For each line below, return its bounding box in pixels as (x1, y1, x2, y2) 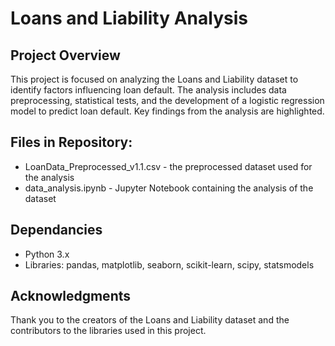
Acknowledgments (10, 288, 132, 305)
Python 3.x (24, 248, 70, 260)
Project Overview (10, 47, 121, 64)
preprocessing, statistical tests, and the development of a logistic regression (10, 95, 325, 106)
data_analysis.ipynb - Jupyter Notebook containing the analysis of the (24, 182, 314, 194)
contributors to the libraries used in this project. (10, 325, 207, 337)
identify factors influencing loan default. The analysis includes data (10, 84, 287, 96)
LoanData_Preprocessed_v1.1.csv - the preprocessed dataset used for (24, 160, 313, 172)
